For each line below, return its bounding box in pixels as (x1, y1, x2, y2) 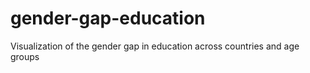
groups (10, 50, 40, 62)
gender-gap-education (10, 7, 206, 30)
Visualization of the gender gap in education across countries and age (10, 40, 300, 52)
